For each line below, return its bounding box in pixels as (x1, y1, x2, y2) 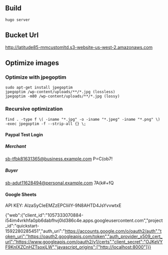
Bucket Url (5, 31, 39, 40)
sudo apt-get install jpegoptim (5, 85, 73, 90)
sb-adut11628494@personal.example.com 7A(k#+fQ (5, 180, 114, 186)
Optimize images (5, 59, 59, 67)
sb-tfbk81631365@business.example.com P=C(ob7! (5, 156, 113, 162)
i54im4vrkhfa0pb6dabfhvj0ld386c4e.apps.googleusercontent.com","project (5, 217, 163, 223)
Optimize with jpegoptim (5, 74, 67, 81)
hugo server (5, 17, 30, 22)
